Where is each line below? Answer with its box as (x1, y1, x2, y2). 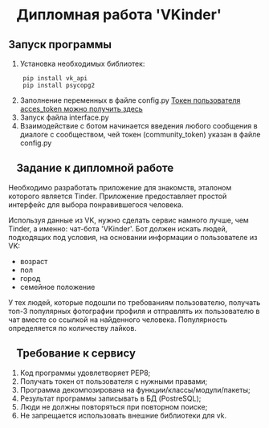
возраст (19, 256, 48, 266)
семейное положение (19, 282, 96, 291)
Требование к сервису (16, 347, 137, 361)
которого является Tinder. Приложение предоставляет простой (8, 191, 227, 201)
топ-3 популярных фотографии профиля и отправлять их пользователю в (8, 306, 260, 316)
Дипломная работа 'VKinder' (16, 6, 222, 24)
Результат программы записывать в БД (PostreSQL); (19, 393, 202, 403)
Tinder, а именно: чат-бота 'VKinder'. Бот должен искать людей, (8, 223, 228, 234)
